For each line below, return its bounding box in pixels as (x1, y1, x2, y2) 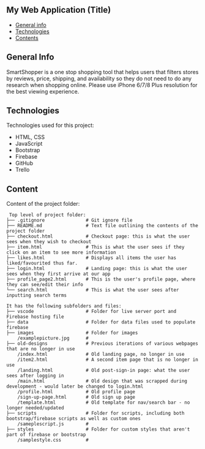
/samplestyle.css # (17, 437, 89, 443)
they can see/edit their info (6, 282, 84, 288)
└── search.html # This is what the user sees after (6, 287, 179, 293)
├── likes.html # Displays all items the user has (6, 255, 176, 261)
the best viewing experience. (6, 88, 80, 95)
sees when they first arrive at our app (6, 271, 111, 277)
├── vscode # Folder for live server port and (6, 309, 176, 315)
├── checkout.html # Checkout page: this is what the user (6, 233, 190, 240)
